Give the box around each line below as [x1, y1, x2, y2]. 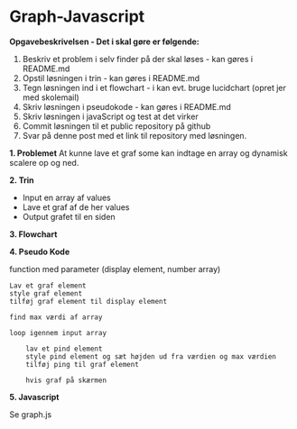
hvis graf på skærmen [25, 376, 107, 385]
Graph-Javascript [9, 6, 145, 27]
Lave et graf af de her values [22, 201, 130, 213]
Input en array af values [22, 192, 111, 203]
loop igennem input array [9, 328, 107, 337]
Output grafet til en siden [22, 211, 116, 222]
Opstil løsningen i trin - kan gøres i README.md [22, 72, 200, 83]
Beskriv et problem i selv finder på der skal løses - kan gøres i [22, 53, 254, 64]
